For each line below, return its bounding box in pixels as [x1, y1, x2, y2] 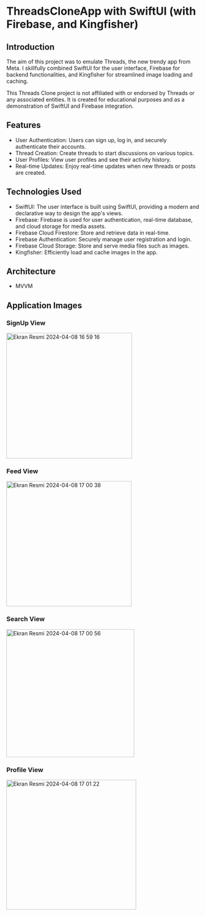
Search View [6, 615, 45, 623]
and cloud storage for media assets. [15, 222, 106, 230]
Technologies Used [6, 187, 81, 197]
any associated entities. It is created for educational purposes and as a [6, 96, 185, 103]
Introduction [6, 42, 55, 52]
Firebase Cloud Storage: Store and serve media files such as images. [15, 242, 190, 249]
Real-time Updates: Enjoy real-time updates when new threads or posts [15, 162, 196, 170]
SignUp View [6, 319, 46, 327]
